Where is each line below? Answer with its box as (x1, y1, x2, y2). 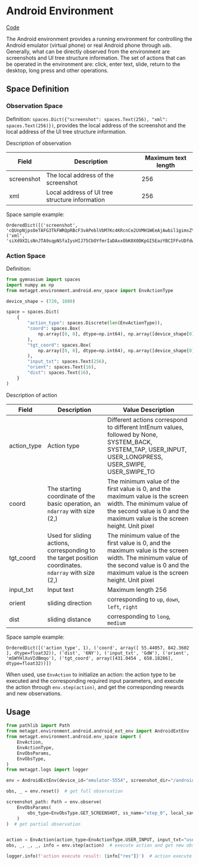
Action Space (6, 251, 46, 259)
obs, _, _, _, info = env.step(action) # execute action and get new (6, 842, 184, 848)
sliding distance (47, 615, 92, 623)
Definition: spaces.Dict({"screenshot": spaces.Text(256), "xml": (6, 115, 168, 122)
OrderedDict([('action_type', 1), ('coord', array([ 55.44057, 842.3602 (6, 645, 190, 651)
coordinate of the (47, 492, 95, 500)
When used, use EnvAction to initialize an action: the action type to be (6, 671, 176, 678)
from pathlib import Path (6, 723, 70, 728)
